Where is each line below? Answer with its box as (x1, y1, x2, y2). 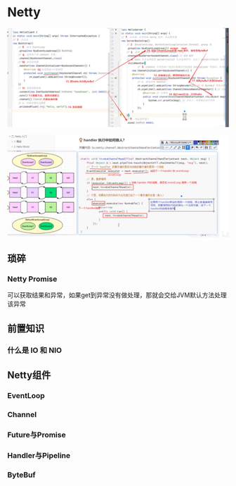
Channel (7, 409, 37, 419)
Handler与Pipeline (7, 450, 71, 460)
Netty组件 (7, 369, 51, 381)
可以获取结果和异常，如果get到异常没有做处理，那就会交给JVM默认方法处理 (7, 291, 227, 299)
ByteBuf (7, 470, 37, 480)
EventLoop (7, 390, 46, 400)
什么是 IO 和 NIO (7, 345, 62, 355)
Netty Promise (7, 274, 58, 284)
